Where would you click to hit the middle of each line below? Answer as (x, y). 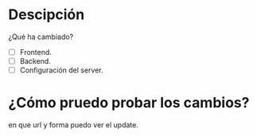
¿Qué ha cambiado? (41, 37)
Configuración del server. (61, 70)
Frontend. (35, 52)
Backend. (35, 61)
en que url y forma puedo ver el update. (74, 125)
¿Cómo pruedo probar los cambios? (129, 103)
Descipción (47, 15)
